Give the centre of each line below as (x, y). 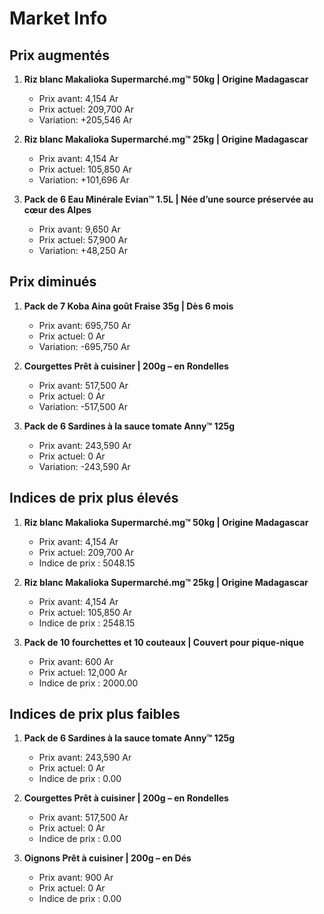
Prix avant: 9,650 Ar (79, 229)
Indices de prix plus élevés (94, 498)
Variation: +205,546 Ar (85, 120)
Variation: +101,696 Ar (84, 180)
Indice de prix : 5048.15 (87, 563)
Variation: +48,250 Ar (83, 250)
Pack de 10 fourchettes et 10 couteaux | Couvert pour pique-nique (163, 642)
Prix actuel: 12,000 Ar (83, 672)
